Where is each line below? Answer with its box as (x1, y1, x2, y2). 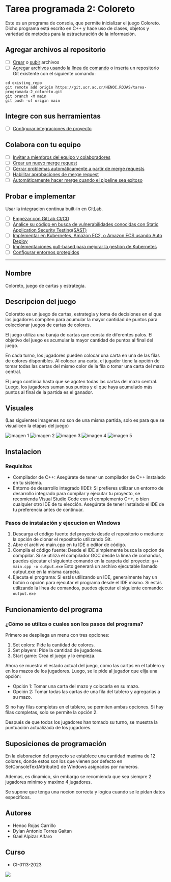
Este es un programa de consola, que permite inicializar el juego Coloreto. (5, 20, 160, 26)
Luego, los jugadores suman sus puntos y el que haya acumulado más (5, 384, 153, 390)
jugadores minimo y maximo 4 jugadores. (5, 779, 92, 785)
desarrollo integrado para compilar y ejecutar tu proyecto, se (12, 491, 140, 497)
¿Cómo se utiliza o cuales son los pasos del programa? (5, 620, 144, 628)
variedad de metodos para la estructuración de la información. (5, 31, 136, 37)
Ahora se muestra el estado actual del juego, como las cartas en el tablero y (5, 663, 165, 669)
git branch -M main (5, 94, 47, 99)
